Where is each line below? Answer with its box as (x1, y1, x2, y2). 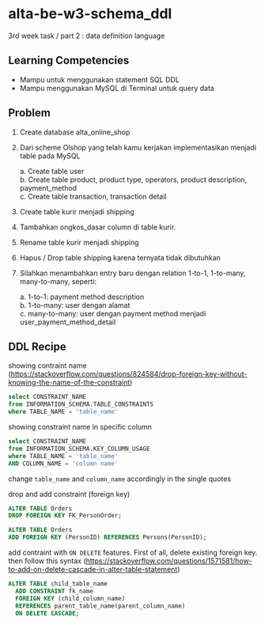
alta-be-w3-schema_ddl (8, 5, 172, 23)
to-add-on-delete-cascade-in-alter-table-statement (8, 565, 178, 574)
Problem (8, 106, 51, 119)
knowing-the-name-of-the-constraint (8, 377, 131, 388)
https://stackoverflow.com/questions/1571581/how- (85, 556, 253, 566)
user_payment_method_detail (19, 317, 116, 327)
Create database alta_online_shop (19, 127, 131, 137)
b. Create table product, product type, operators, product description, (19, 175, 248, 184)
